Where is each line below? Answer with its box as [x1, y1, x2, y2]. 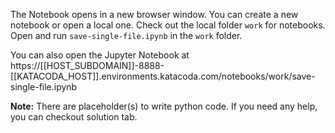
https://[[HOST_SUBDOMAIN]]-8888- [10, 60, 165, 71]
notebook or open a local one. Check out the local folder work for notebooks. [10, 19, 326, 31]
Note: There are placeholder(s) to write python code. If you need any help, [10, 100, 318, 112]
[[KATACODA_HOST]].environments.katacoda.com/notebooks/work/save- [10, 70, 316, 82]
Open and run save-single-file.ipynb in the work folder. [10, 30, 243, 41]
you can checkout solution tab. [10, 111, 138, 123]
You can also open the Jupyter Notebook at [10, 49, 190, 61]
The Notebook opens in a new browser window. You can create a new [10, 9, 299, 20]
